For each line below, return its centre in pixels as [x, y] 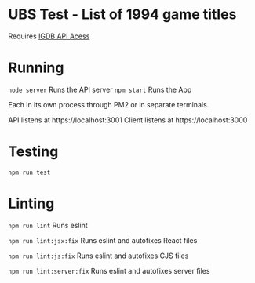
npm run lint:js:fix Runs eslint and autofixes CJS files [98, 256]
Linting [31, 203]
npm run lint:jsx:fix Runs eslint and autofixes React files [103, 240]
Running [36, 68]
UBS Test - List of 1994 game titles [122, 15]
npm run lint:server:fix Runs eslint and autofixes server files [109, 270]
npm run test [29, 172]
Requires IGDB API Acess [49, 36]
